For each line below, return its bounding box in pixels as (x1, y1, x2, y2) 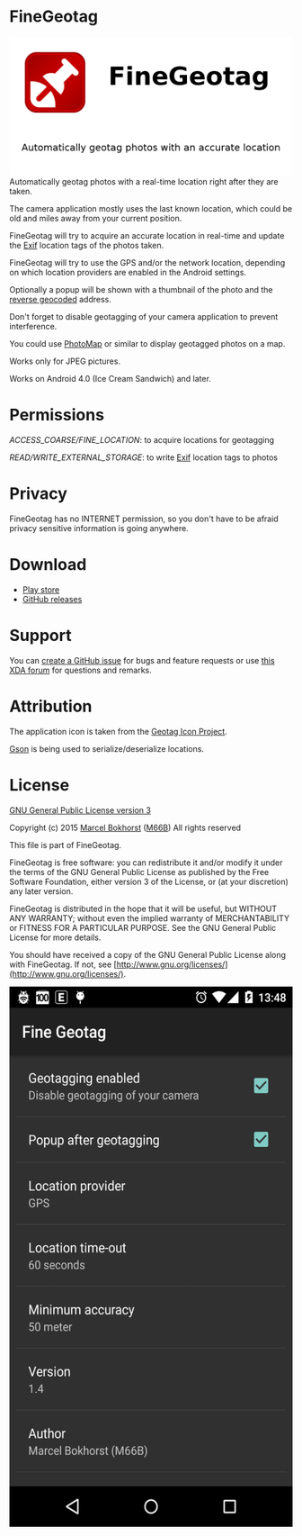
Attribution (9, 696, 93, 717)
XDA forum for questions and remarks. (9, 664, 152, 675)
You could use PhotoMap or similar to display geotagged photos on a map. (9, 339, 286, 349)
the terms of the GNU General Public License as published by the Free (9, 866, 270, 877)
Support (9, 626, 72, 646)
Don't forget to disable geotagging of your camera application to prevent (9, 312, 279, 322)
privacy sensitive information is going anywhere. (9, 522, 189, 533)
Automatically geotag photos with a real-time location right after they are (9, 176, 279, 187)
